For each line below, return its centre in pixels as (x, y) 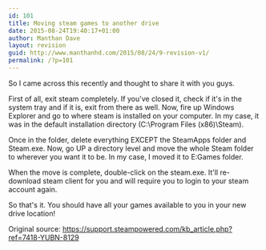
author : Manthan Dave (44, 38)
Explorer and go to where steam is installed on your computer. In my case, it (134, 115)
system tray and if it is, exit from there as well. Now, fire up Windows (121, 107)
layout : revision (37, 46)
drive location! (32, 213)
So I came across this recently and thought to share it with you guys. (121, 83)
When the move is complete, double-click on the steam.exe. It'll (113, 172)
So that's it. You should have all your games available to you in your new (127, 204)
